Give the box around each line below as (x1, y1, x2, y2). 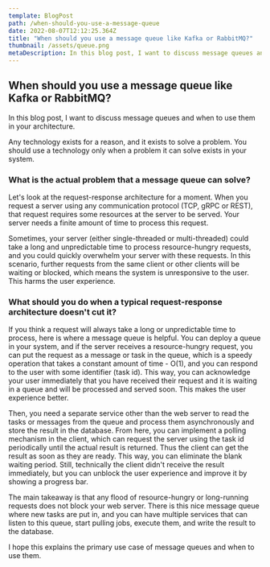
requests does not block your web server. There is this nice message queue (8, 501, 260, 511)
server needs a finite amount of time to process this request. (8, 218, 209, 228)
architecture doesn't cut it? (8, 306, 117, 318)
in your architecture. (8, 121, 76, 131)
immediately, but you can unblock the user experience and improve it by (8, 468, 247, 479)
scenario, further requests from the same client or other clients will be (8, 259, 240, 269)
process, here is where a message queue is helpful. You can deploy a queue (8, 333, 261, 343)
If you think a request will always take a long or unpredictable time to (8, 325, 236, 335)
